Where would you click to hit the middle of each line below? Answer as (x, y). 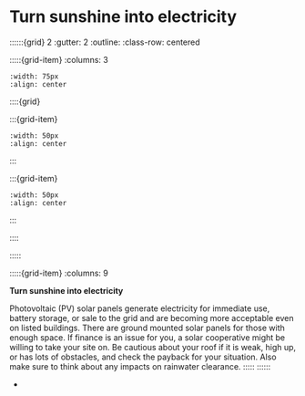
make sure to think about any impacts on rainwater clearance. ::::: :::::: (140, 366)
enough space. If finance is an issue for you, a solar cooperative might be (147, 337)
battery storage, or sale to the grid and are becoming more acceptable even (152, 318)
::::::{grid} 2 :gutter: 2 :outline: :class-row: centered (105, 42)
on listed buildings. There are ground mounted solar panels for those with (147, 328)
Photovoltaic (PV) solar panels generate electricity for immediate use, (140, 308)
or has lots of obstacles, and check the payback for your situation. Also (143, 357)
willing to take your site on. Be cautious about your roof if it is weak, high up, (153, 347)
